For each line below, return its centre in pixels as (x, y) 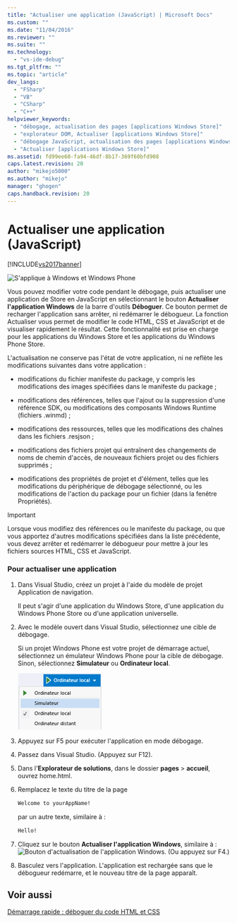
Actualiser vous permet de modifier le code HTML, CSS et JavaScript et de (116, 321)
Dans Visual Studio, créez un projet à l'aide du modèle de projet (110, 584)
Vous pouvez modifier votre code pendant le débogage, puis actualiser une (117, 291)
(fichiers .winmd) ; (44, 415)
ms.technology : (30, 52)
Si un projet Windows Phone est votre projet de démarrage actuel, (114, 648)
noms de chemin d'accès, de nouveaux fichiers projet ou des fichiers (118, 457)
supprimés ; (35, 465)
